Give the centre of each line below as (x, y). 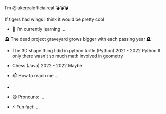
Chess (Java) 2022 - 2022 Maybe (47, 66)
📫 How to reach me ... (35, 76)
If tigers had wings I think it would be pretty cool (55, 19)
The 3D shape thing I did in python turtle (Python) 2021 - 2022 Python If (86, 50)
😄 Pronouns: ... (28, 97)
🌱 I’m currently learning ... (39, 29)
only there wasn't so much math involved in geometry (68, 56)
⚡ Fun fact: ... (26, 107)
